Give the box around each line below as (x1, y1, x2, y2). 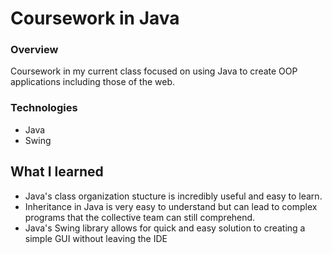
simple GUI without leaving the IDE (24, 232, 168, 244)
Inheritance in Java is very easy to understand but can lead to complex (24, 200, 318, 212)
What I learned (10, 163, 104, 181)
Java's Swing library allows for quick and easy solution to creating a (24, 222, 306, 234)
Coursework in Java (10, 7, 180, 30)
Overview (10, 43, 59, 57)
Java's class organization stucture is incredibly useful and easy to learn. (24, 190, 323, 202)
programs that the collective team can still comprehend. (24, 211, 256, 223)
